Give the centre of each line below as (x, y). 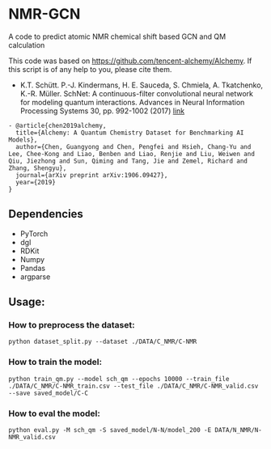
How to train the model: (55, 362)
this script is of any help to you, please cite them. (90, 69)
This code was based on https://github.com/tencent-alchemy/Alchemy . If (130, 61)
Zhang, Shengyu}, (38, 168)
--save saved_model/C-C (49, 393)
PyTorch (34, 233)
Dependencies (46, 214)
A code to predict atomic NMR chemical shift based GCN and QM (117, 36)
